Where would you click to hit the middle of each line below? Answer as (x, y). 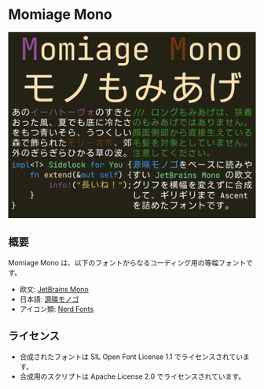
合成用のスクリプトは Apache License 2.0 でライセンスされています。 (132, 376)
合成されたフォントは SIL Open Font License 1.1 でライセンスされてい (131, 357)
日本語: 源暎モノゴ (49, 299)
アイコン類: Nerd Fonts (57, 309)
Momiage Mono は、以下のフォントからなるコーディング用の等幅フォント (127, 262)
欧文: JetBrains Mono (54, 289)
